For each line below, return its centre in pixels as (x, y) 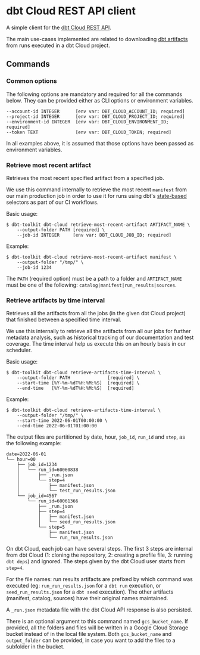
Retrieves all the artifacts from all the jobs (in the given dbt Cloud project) (96, 313)
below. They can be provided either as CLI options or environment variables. (100, 100)
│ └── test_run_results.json (66, 491)
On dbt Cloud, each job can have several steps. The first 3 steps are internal (100, 549)
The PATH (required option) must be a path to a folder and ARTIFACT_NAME (94, 278)
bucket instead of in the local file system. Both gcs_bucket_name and (89, 634)
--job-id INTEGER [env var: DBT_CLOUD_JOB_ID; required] (94, 235)
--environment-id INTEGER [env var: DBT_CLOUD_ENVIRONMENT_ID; (87, 122)
